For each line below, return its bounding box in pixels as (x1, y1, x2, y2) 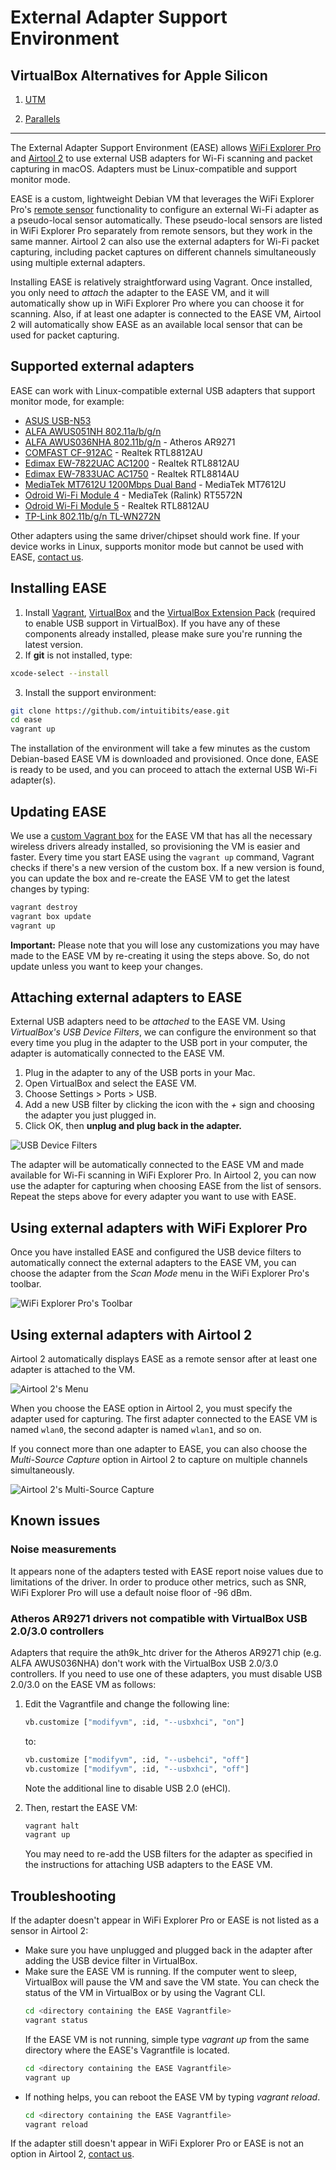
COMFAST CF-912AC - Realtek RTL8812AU (24, 446, 203, 458)
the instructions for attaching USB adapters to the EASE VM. (24, 1859, 273, 1871)
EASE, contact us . (10, 551, 84, 563)
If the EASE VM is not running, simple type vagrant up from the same (24, 2033, 310, 2045)
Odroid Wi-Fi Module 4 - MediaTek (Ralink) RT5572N (24, 489, 243, 501)
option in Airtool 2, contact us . (10, 2148, 135, 2160)
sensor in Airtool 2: (10, 1925, 89, 1937)
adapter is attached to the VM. (10, 1364, 136, 1375)
